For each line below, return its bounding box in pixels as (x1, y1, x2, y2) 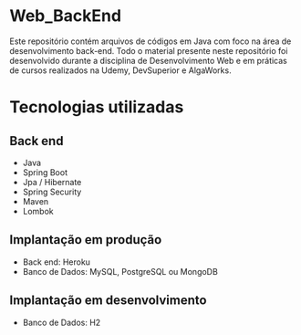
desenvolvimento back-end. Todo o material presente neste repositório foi (9, 45, 288, 56)
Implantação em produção (9, 232, 162, 247)
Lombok (22, 205, 55, 216)
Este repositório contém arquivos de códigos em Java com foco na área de (9, 36, 292, 47)
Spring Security (22, 186, 82, 197)
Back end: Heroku (22, 256, 91, 267)
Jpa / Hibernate (22, 176, 82, 187)
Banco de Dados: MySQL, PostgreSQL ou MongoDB (22, 266, 219, 277)
